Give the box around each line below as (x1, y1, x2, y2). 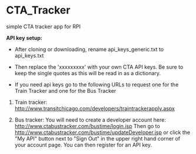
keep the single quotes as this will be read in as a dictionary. (14, 69, 161, 76)
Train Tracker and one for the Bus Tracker (14, 87, 117, 94)
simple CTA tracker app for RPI (6, 23, 81, 30)
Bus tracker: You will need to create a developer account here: (14, 116, 167, 123)
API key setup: (6, 34, 42, 41)
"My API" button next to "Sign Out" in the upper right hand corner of (14, 135, 181, 142)
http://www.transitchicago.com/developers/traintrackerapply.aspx (14, 105, 175, 112)
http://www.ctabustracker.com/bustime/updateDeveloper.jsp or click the (14, 129, 191, 136)
